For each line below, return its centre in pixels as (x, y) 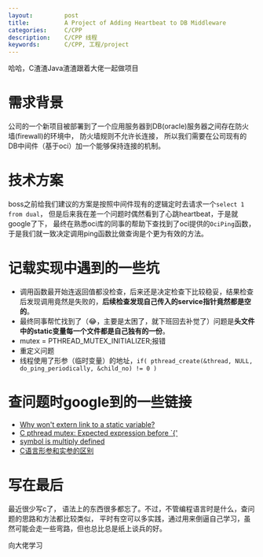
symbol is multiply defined (62, 441)
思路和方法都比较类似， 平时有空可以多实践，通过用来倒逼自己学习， (133, 518)
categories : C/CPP (45, 30)
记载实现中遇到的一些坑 (84, 268)
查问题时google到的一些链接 (100, 402)
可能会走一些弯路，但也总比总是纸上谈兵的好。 (90, 528)
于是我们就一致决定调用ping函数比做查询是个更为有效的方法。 (108, 234)
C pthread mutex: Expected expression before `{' (99, 433)
